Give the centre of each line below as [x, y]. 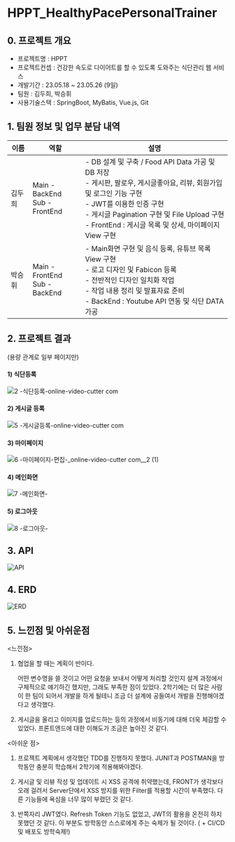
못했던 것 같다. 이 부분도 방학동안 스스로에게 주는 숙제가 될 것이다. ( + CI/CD [121, 823]
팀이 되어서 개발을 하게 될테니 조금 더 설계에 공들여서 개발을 [113, 696]
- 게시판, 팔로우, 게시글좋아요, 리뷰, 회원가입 [154, 182]
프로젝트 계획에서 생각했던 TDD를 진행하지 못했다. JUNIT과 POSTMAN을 [117, 758]
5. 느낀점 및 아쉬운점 [49, 630]
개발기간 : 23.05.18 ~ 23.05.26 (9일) [68, 85]
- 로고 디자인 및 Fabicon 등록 [131, 269]
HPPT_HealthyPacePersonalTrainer [112, 13]
